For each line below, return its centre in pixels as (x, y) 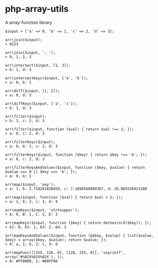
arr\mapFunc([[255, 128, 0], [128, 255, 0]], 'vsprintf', (65, 252)
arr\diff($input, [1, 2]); (32, 91)
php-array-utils (37, 9)
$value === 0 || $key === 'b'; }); (41, 172)
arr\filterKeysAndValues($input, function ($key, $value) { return (75, 167)
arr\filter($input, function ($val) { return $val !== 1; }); (69, 129)
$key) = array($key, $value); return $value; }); (57, 240)
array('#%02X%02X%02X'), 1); (35, 257)
